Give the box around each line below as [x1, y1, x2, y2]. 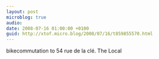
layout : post [6, 8, 39, 15]
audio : [6, 20, 23, 26]
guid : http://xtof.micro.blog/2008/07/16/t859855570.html [6, 31, 153, 37]
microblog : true [6, 14, 46, 20]
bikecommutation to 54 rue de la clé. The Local [6, 47, 122, 54]
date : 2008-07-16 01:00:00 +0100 [6, 25, 89, 32]
